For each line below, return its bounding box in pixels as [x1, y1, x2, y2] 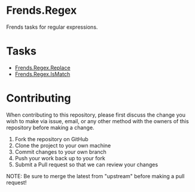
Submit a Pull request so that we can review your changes [14, 161, 159, 168]
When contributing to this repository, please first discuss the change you [6, 111, 185, 118]
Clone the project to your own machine [14, 142, 111, 149]
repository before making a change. [6, 124, 95, 131]
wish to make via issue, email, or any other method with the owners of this [6, 117, 190, 124]
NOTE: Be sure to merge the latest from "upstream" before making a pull [6, 172, 185, 179]
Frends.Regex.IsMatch [14, 70, 71, 78]
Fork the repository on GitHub [14, 135, 89, 142]
